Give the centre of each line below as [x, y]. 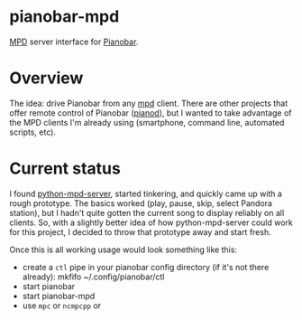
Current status [65, 169]
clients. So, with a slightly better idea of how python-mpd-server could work [151, 222]
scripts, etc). [33, 132]
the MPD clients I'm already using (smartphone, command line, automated [147, 122]
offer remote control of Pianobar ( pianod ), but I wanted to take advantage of [151, 113]
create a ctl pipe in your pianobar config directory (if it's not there [146, 267]
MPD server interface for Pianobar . [74, 42]
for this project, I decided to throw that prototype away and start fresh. [141, 231]
